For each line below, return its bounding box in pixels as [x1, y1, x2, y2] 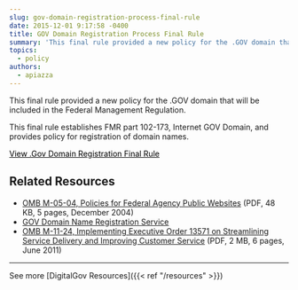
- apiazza [17, 71, 53, 80]
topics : [9, 46, 38, 55]
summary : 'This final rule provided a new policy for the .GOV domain [9, 37, 276, 47]
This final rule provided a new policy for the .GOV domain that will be [9, 95, 260, 106]
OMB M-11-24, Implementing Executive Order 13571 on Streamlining [21, 225, 269, 236]
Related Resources [9, 174, 115, 189]
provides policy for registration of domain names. [9, 130, 189, 142]
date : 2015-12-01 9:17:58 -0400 [9, 21, 129, 30]
